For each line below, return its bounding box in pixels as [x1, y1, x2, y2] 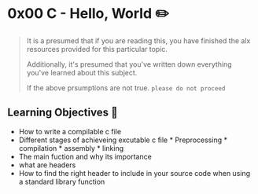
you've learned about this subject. [26, 68, 138, 77]
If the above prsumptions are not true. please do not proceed [26, 82, 226, 93]
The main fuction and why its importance [18, 152, 153, 161]
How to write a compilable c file [18, 126, 122, 136]
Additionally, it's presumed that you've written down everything [26, 59, 233, 69]
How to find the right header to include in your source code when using [18, 168, 251, 178]
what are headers [18, 160, 76, 170]
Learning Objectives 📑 [7, 106, 119, 119]
